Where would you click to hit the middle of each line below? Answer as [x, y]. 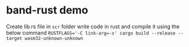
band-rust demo [47, 10]
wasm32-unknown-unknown [54, 38]
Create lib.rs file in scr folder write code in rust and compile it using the [93, 26]
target [14, 38]
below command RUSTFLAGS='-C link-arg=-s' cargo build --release [91, 32]
